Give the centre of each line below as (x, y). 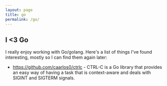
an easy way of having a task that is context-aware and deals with (82, 73)
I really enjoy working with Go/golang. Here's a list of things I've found (79, 52)
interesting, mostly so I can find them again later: (56, 57)
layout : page (19, 10)
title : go (16, 15)
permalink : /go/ (22, 19)
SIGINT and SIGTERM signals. (44, 78)
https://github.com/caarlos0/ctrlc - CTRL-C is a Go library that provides (87, 67)
